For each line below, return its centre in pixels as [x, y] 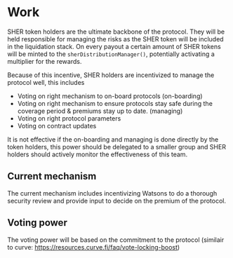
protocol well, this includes [46, 82]
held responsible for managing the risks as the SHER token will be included [115, 39]
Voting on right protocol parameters [69, 118]
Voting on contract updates [57, 125]
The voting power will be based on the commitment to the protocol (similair [116, 240]
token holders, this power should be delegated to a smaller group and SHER [117, 147]
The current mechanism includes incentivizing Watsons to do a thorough [112, 193]
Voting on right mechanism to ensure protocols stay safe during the [115, 103]
